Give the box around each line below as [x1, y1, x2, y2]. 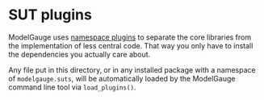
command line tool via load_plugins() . [8, 82, 136, 92]
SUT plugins [8, 6, 93, 24]
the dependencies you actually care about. [8, 49, 151, 59]
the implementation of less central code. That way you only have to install [8, 40, 254, 50]
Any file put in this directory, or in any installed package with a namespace [8, 65, 256, 74]
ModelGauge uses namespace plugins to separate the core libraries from [8, 32, 252, 42]
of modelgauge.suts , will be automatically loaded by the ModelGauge [8, 73, 236, 83]
